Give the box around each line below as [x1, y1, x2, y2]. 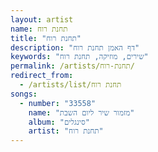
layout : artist [10, 14, 74, 25]
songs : [10, 89, 38, 99]
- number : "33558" [19, 98, 97, 108]
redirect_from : [10, 71, 74, 81]
